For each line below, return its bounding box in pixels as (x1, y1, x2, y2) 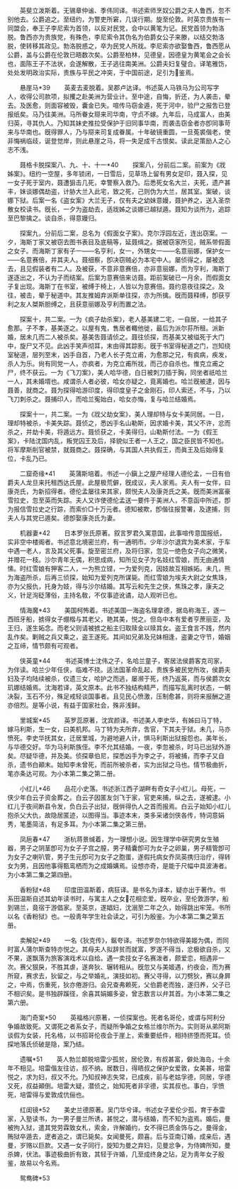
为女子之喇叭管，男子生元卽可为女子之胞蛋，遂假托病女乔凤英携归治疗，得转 (7, 853, 231, 861)
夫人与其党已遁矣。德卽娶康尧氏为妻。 (7, 514, 119, 522)
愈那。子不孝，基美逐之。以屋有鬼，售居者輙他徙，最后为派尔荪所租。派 (7, 324, 218, 332)
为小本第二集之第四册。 (7, 870, 76, 879)
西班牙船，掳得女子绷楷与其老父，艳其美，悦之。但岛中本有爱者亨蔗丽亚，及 (7, 615, 231, 623)
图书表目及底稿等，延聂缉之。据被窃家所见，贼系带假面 (69, 238, 231, 246)
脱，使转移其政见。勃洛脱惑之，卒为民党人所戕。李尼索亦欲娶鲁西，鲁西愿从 (7, 42, 231, 50)
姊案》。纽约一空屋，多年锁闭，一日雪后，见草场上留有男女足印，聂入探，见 (7, 170, 228, 177)
